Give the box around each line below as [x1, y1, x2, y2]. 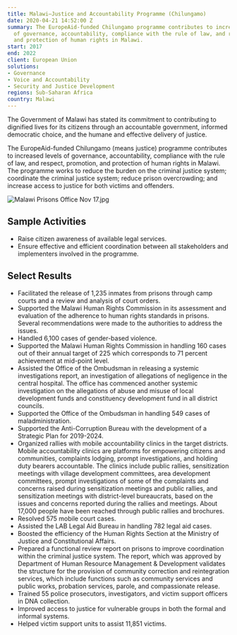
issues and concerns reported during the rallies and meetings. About [17, 499, 218, 508]
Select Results [7, 270, 72, 282]
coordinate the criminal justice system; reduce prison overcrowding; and [7, 174, 218, 182]
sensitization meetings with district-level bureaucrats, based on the [17, 491, 214, 500]
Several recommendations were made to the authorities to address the [17, 319, 223, 327]
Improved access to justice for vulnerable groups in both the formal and [17, 604, 226, 612]
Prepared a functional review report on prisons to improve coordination [17, 544, 224, 552]
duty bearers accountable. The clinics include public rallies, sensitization [17, 461, 229, 470]
